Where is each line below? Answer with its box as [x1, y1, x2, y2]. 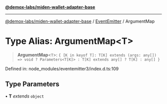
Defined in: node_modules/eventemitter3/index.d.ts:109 [5, 66, 119, 71]
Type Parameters [5, 80, 60, 88]
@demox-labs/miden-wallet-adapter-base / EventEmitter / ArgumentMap [5, 18, 155, 24]
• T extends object [5, 93, 44, 99]
